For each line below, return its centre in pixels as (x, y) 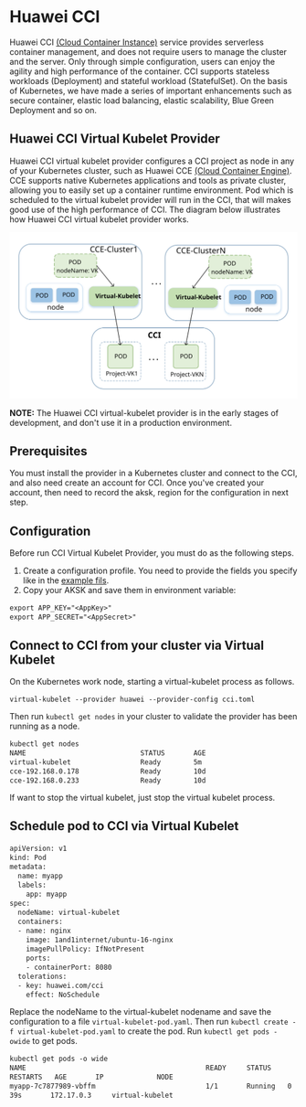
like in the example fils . (66, 580)
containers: (41, 921)
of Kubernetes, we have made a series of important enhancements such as (151, 90)
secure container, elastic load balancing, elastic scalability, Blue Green (142, 100)
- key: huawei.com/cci (61, 985)
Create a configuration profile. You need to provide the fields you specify (160, 571)
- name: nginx (44, 931)
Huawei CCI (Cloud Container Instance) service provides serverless (137, 42)
